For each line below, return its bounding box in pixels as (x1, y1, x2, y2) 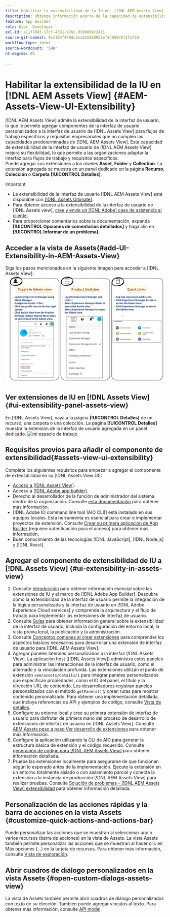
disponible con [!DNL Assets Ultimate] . (12, 196, 94, 203)
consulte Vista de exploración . (5, 851, 69, 858)
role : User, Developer (5, 24, 53, 29)
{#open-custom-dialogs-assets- (46, 874, 153, 882)
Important (5, 181, 26, 188)
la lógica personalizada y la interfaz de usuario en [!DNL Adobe (12, 602, 145, 608)
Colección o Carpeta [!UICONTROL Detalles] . (5, 171, 102, 177)
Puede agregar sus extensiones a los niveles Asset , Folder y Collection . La (5, 161, 163, 167)
